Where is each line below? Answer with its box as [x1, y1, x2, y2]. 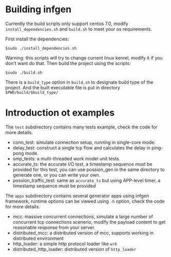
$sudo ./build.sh [5, 70, 43, 75]
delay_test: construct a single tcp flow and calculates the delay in [12, 144, 150, 151]
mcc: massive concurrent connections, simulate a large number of [12, 213, 153, 220]
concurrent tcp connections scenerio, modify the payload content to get [12, 219, 166, 225]
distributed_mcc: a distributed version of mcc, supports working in [12, 229, 154, 236]
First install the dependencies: [5, 36, 69, 42]
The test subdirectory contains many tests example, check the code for [5, 124, 158, 130]
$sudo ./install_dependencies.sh [5, 46, 77, 51]
